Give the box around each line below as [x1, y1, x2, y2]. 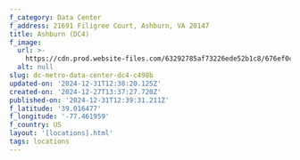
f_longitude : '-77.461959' [9, 112, 110, 121]
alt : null [17, 63, 54, 72]
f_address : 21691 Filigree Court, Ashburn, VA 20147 [9, 21, 210, 30]
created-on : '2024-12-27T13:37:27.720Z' [9, 87, 162, 96]
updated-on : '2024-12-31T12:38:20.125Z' [9, 79, 162, 88]
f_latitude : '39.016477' [9, 104, 102, 113]
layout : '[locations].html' [9, 129, 114, 138]
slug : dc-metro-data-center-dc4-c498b [9, 71, 154, 80]
